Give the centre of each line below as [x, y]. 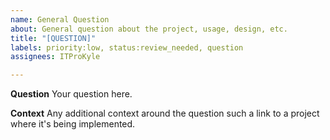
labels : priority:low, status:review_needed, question [127, 47]
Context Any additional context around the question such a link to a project [165, 113]
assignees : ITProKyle [55, 57]
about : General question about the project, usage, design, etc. [149, 29]
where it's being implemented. [73, 124]
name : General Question [60, 19]
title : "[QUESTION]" [53, 38]
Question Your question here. [71, 94]
